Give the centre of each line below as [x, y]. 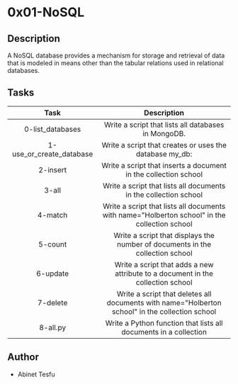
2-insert [53, 169]
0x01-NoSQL [46, 12]
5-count [53, 244]
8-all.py [52, 327]
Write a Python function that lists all [164, 323]
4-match [53, 215]
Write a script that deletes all [164, 293]
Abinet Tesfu [36, 374]
